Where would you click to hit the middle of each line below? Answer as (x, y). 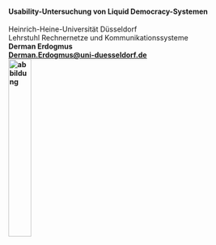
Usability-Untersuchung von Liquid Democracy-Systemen (108, 11)
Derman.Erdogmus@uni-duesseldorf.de (78, 55)
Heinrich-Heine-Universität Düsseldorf (73, 29)
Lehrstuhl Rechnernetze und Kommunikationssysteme (98, 38)
